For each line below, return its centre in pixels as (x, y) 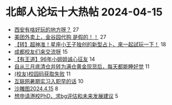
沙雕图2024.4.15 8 (36, 88)
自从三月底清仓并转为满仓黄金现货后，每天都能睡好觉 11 (82, 66)
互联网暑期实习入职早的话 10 (49, 81)
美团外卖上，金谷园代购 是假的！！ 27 (60, 37)
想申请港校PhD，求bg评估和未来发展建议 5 (66, 96)
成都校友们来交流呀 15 (41, 51)
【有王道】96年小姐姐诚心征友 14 (54, 59)
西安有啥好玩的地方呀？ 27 (46, 29)
